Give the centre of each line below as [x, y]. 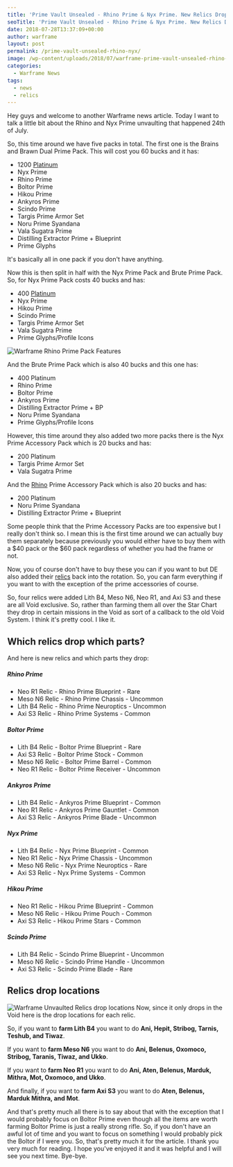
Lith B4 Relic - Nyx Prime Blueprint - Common [83, 851]
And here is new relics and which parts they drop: [78, 658]
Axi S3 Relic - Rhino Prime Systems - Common [84, 714]
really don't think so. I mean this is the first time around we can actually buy [115, 534]
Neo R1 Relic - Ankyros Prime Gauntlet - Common [88, 810]
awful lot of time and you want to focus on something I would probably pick [115, 1134]
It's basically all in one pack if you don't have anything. [86, 259]
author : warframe [32, 37]
